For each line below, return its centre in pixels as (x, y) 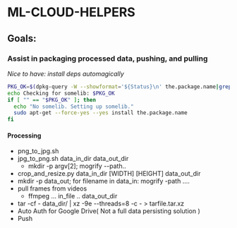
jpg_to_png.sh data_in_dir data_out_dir (73, 159)
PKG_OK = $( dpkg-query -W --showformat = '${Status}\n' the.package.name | (113, 86)
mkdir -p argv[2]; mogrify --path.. (77, 166)
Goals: (22, 38)
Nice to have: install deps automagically (66, 73)
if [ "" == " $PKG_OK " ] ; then (52, 100)
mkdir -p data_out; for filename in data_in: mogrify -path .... (104, 181)
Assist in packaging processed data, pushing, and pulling (108, 59)
